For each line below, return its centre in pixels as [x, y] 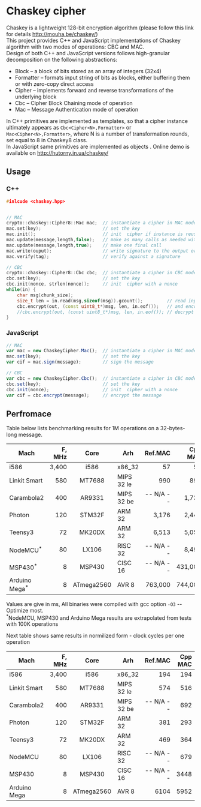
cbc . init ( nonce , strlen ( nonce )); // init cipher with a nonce [92, 284]
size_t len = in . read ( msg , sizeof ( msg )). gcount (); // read [101, 301]
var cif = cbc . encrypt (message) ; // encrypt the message [84, 395]
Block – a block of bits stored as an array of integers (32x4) [88, 71]
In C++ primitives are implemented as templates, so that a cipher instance [97, 121]
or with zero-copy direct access [54, 84]
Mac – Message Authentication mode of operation [77, 109]
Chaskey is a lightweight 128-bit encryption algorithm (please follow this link [100, 28]
